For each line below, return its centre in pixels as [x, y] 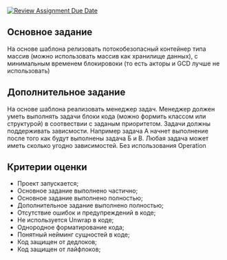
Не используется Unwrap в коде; [65, 220]
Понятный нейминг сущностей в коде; [73, 235]
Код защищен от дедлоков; [57, 242]
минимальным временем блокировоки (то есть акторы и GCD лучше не [113, 63]
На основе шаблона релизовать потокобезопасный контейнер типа [107, 49]
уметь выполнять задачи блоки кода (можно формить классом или [107, 116]
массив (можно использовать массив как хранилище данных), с [102, 56]
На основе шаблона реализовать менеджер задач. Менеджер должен [111, 109]
